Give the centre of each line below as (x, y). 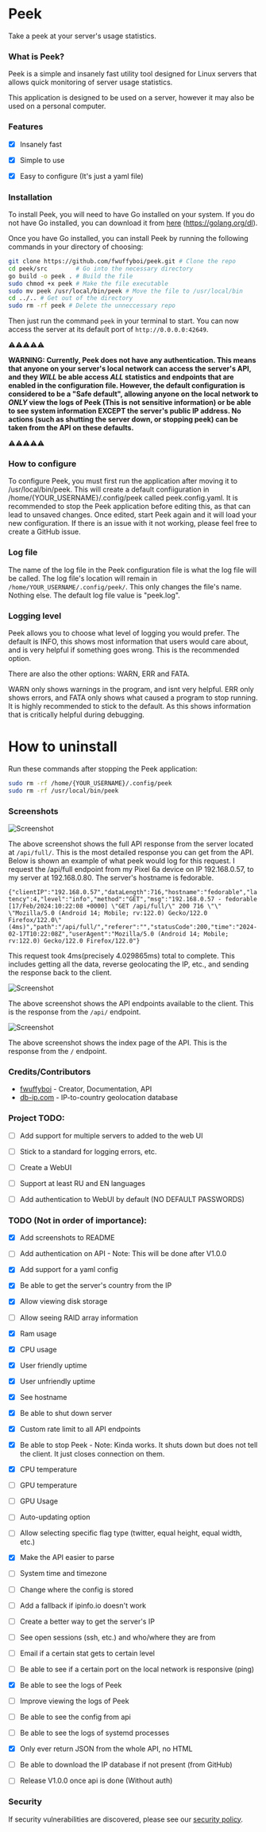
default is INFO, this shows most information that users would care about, (128, 642)
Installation (31, 197)
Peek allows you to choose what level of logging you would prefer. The (124, 633)
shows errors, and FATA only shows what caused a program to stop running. (133, 698)
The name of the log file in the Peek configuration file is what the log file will (132, 570)
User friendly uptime (53, 1365)
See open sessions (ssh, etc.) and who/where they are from (118, 1637)
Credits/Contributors (50, 1072)
